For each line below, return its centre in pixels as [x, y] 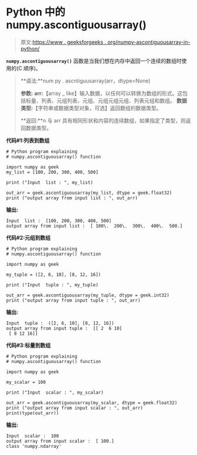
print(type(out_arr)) [33, 413]
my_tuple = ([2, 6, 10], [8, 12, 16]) [54, 275]
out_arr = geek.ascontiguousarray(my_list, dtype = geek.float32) [89, 193]
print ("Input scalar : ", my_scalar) [55, 393]
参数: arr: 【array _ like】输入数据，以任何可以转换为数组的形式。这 [101, 93]
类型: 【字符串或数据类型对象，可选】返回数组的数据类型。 [91, 108]
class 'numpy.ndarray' [34, 446]
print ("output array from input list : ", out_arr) [72, 198]
